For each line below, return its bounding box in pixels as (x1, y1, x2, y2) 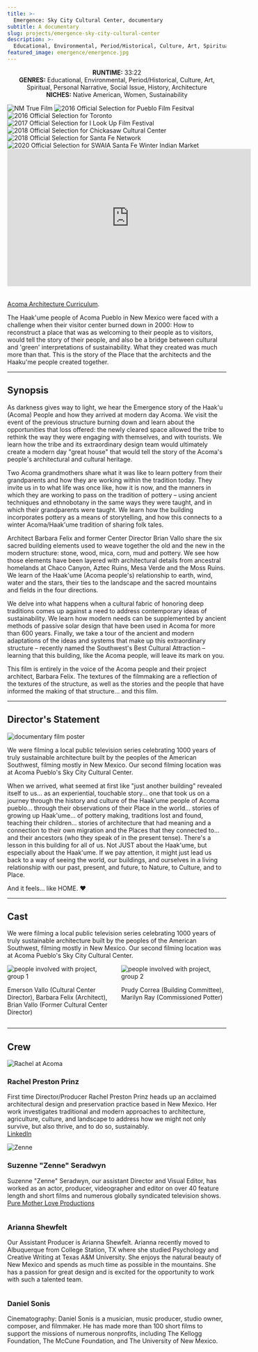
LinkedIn (7, 1129, 32, 1138)
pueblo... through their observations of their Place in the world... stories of (7, 804, 220, 812)
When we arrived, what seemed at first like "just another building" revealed (7, 781, 223, 790)
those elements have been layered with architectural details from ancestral (7, 556, 221, 564)
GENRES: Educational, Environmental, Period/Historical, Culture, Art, (18, 75, 216, 84)
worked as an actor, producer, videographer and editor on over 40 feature (7, 1184, 219, 1192)
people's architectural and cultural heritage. (7, 455, 133, 463)
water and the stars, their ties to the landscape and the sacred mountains (7, 578, 217, 587)
